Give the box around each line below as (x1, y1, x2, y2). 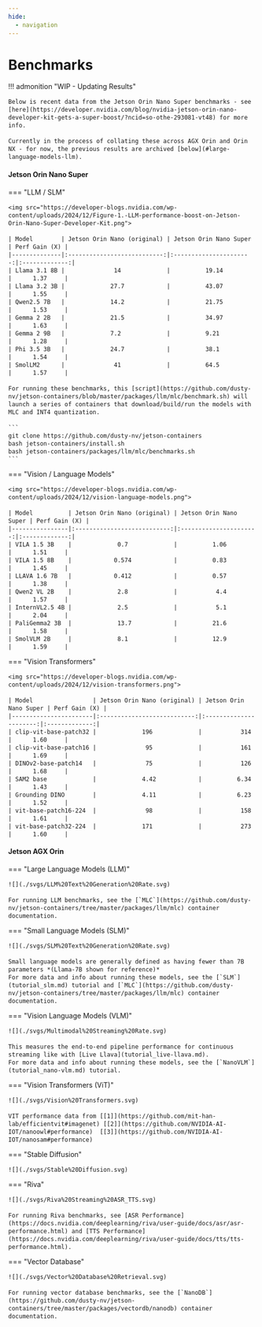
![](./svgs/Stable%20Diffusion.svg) (8, 1166, 128, 1174)
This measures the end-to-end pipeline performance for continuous (8, 1043, 234, 1051)
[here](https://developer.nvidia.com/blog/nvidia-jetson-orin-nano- (8, 106, 238, 114)
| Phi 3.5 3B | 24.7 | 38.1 (8, 345, 220, 353)
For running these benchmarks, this (8, 384, 128, 393)
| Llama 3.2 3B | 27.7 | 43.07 (8, 282, 223, 290)
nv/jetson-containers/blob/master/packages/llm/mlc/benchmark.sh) (8, 392, 231, 401)
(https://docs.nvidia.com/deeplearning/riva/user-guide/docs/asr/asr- (8, 1219, 245, 1227)
